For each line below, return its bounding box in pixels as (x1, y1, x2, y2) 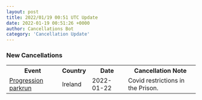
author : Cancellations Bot (6, 25, 74, 32)
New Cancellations (6, 51, 63, 60)
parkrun (9, 84, 32, 92)
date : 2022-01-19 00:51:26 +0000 (6, 20, 90, 26)
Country (62, 67, 87, 75)
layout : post (6, 8, 39, 15)
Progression (9, 77, 44, 85)
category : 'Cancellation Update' (6, 31, 90, 37)
